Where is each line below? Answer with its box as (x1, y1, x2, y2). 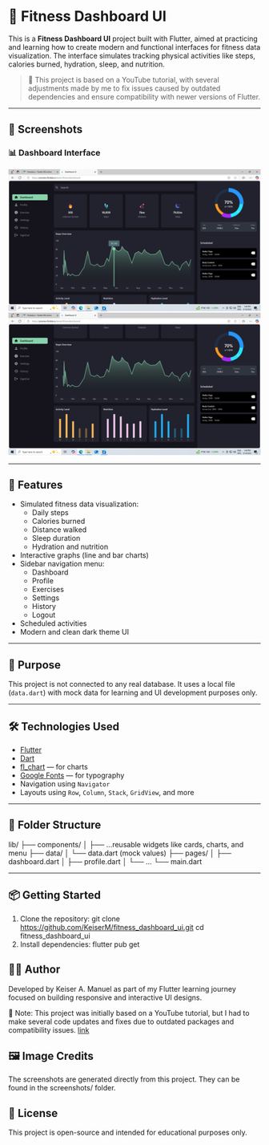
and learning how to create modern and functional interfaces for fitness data (8, 42, 261, 51)
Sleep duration (31, 534, 81, 543)
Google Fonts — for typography (19, 770, 125, 781)
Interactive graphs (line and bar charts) (19, 550, 150, 560)
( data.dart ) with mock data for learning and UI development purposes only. (8, 688, 258, 697)
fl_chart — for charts (19, 762, 88, 772)
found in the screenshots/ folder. (8, 1083, 116, 1093)
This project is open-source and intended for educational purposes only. (8, 1127, 248, 1138)
